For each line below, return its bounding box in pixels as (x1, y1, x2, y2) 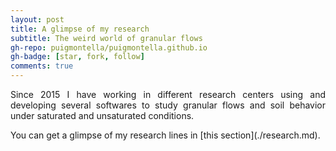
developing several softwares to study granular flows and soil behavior (10, 99, 326, 111)
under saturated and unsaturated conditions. (10, 110, 195, 121)
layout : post (10, 14, 65, 25)
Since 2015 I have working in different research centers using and (10, 89, 326, 100)
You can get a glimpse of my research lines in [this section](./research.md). (10, 129, 321, 141)
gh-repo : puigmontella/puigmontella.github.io (10, 42, 208, 53)
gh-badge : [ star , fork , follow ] (10, 52, 145, 62)
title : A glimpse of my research (10, 24, 150, 34)
